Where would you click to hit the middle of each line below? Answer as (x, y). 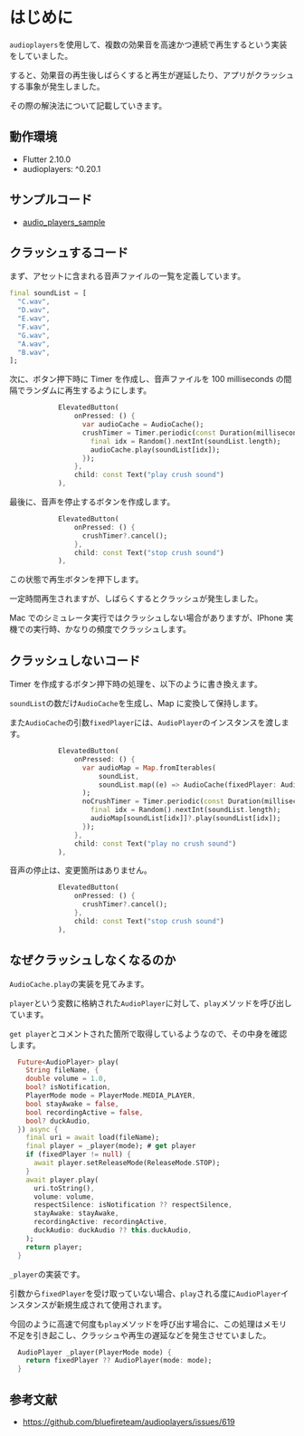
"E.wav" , (34, 319)
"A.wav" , (34, 344)
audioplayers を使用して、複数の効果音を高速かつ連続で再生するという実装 (148, 44)
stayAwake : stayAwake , (76, 1213)
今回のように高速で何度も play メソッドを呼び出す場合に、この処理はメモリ (148, 1324)
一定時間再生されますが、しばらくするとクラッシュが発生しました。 (136, 598)
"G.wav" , (34, 335)
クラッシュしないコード (75, 661)
